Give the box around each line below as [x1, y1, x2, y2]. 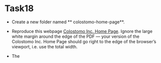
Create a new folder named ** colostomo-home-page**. [11, 19, 125, 25]
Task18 [4, 3, 34, 14]
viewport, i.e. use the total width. [11, 44, 78, 49]
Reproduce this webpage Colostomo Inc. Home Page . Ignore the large [11, 28, 153, 34]
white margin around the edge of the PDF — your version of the [11, 33, 140, 39]
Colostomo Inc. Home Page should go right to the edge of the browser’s [11, 38, 157, 44]
